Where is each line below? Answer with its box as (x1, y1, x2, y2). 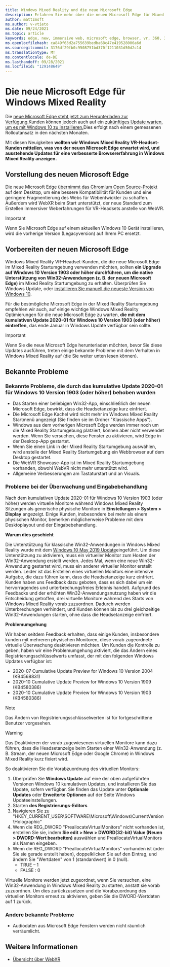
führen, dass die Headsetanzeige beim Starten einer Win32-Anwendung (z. (5, 745, 162, 751)
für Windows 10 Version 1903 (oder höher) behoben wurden (5, 389, 156, 396)
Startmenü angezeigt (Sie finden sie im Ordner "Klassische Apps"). (12, 417, 152, 423)
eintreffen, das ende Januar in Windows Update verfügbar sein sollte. (5, 322, 152, 328)
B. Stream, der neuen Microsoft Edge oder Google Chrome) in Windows (5, 750, 154, 756)
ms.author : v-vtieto (5, 21, 49, 27)
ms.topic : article (5, 31, 44, 36)
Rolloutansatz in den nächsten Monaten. (5, 130, 90, 136)
